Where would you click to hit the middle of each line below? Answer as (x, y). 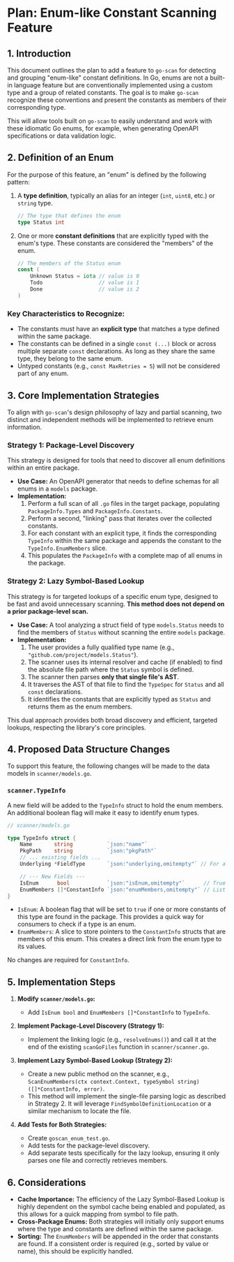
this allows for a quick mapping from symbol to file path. (98, 1214)
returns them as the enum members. (80, 706)
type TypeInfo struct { (42, 838)
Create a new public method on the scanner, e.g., (99, 1074)
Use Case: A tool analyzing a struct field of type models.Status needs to (120, 625)
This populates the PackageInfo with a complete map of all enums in (125, 556)
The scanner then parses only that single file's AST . (103, 676)
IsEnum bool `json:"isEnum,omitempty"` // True (123, 883)
